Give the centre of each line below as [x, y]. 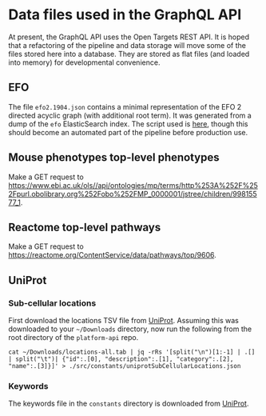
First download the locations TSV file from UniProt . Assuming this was [124, 321]
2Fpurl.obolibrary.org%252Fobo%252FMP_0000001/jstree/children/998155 [133, 194]
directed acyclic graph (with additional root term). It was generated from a [130, 115]
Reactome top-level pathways [85, 227]
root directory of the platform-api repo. [73, 338]
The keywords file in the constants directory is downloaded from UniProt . [129, 404]
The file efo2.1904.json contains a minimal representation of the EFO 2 [125, 106]
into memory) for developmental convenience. [84, 62]
